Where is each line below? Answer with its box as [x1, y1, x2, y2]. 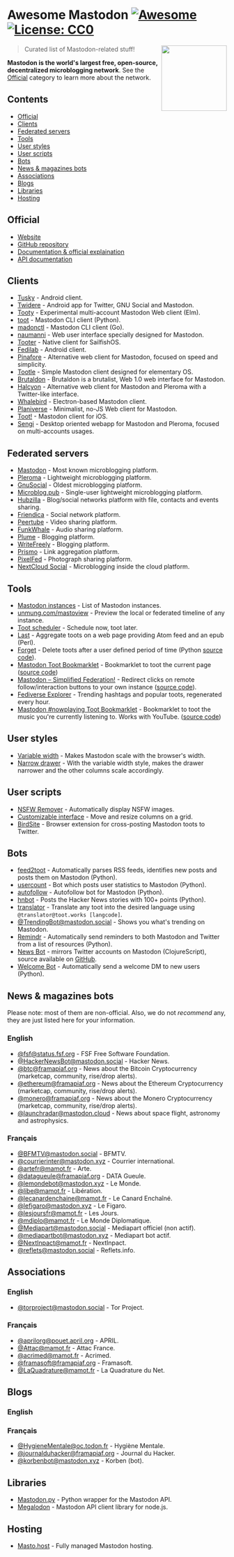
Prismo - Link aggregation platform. [17, 548, 120, 556]
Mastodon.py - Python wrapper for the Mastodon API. [17, 1496, 172, 1504]
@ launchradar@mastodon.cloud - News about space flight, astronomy [17, 1109, 221, 1117]
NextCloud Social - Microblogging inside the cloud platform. [17, 562, 190, 571]
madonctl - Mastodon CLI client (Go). [17, 323, 125, 332]
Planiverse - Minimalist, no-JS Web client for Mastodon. [17, 405, 178, 414]
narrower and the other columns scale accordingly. [17, 766, 164, 775]
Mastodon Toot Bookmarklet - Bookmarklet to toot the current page [17, 661, 211, 668]
